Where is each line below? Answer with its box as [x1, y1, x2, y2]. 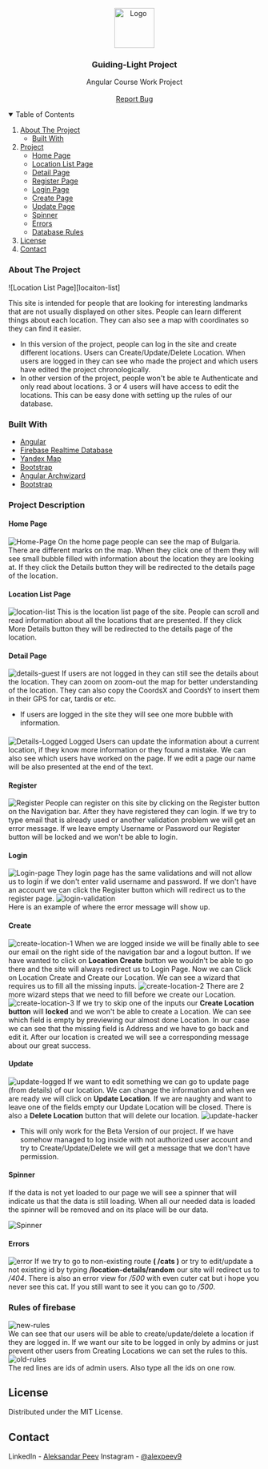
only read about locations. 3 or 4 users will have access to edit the [19, 381, 239, 391]
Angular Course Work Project [86, 77, 182, 87]
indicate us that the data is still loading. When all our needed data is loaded [8, 1197, 256, 1206]
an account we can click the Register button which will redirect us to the [8, 885, 246, 895]
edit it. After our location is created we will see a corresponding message [8, 1032, 250, 1042]
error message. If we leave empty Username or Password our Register [8, 824, 241, 833]
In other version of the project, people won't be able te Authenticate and [19, 373, 258, 383]
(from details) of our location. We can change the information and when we [8, 1085, 256, 1094]
